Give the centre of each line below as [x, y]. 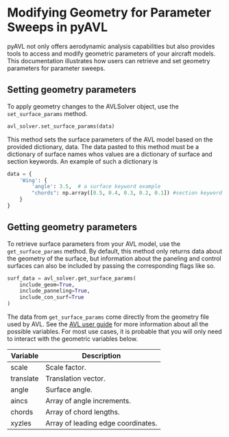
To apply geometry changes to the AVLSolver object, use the [93, 106]
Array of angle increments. [88, 401]
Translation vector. [76, 379]
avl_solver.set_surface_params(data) [61, 126]
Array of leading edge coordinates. [101, 423]
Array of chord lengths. [83, 412]
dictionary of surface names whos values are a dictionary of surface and [110, 154]
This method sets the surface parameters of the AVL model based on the [110, 139]
